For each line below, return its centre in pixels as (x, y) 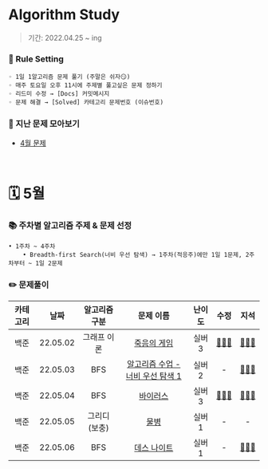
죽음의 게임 (154, 343)
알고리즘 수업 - (154, 365)
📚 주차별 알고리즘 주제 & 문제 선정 (70, 225)
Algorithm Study (64, 15)
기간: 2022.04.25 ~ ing (65, 37)
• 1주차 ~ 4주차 (32, 246)
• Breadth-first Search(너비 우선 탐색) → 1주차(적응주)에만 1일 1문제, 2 (136, 255)
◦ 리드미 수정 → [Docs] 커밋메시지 (59, 94)
